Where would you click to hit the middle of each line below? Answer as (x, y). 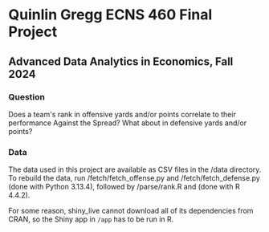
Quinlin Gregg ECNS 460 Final (110, 15)
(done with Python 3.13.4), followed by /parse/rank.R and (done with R (124, 187)
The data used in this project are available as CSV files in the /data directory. (135, 169)
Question (27, 96)
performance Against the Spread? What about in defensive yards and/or (128, 123)
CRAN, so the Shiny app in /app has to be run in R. (91, 219)
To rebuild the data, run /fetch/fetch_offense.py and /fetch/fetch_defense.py (134, 178)
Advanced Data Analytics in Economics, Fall (121, 61)
